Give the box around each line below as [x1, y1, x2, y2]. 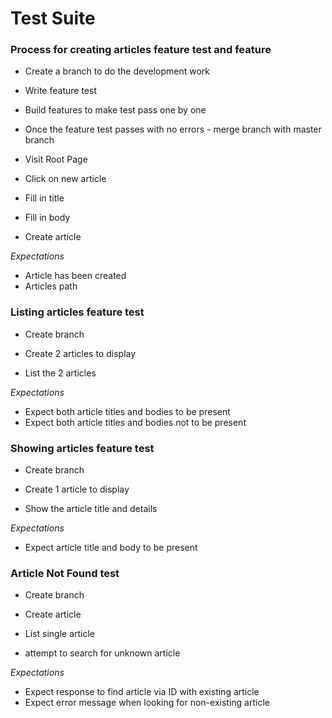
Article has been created [24, 270, 127, 282]
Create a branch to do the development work [24, 65, 210, 77]
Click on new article [24, 173, 107, 185]
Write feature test [24, 85, 97, 97]
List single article [24, 628, 96, 640]
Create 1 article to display [24, 483, 130, 496]
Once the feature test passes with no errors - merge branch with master [24, 123, 322, 136]
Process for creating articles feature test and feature [10, 43, 272, 57]
